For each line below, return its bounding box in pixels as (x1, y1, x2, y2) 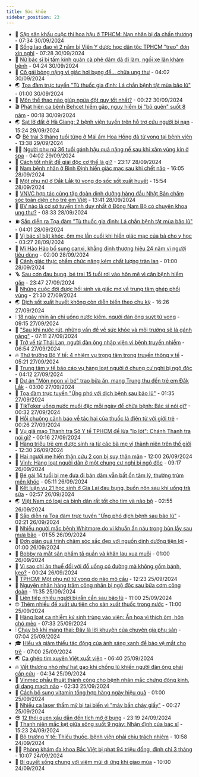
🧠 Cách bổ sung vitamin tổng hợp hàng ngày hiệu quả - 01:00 (14, 688, 165, 696)
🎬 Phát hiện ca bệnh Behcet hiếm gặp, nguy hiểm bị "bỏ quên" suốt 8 (14, 103, 186, 110)
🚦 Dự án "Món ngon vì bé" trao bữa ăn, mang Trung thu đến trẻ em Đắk (14, 377, 189, 384)
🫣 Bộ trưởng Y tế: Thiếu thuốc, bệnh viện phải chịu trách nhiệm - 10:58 (14, 733, 188, 740)
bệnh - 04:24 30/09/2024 (14, 62, 79, 69)
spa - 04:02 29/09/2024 (14, 152, 75, 159)
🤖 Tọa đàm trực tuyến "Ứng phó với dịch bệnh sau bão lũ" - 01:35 (14, 390, 175, 397)
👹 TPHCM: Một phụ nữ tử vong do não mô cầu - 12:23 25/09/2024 (14, 575, 178, 582)
